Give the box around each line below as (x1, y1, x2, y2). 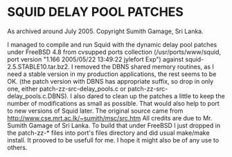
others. (7, 143, 28, 151)
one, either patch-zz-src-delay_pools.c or (7, 84, 127, 93)
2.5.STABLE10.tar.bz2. (7, 62, 71, 71)
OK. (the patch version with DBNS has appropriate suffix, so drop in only (7, 77, 214, 85)
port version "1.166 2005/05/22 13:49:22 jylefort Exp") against (7, 55, 184, 63)
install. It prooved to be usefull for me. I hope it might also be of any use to (7, 136, 220, 144)
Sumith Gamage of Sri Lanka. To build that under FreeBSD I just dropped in (7, 121, 220, 129)
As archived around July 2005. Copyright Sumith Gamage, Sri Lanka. (7, 27, 204, 35)
